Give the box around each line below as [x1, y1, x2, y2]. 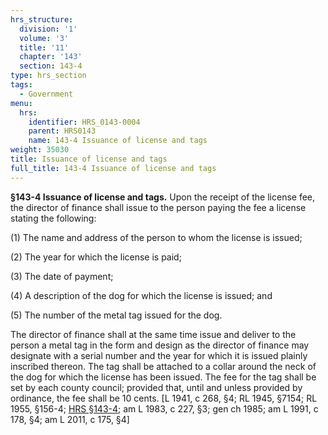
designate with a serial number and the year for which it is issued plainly [10, 349, 308, 361]
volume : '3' [19, 33, 70, 43]
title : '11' [19, 42, 70, 53]
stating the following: [10, 212, 97, 224]
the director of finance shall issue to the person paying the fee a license [10, 201, 307, 213]
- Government [19, 89, 74, 99]
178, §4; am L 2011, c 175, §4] [10, 413, 130, 425]
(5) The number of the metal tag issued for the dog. [10, 309, 223, 321]
